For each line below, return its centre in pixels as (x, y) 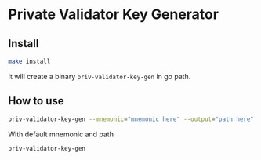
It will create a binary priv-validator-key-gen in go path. (100, 76)
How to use (36, 101)
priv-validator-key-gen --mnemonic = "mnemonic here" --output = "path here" (131, 119)
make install (29, 61)
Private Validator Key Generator (114, 15)
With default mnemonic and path (61, 134)
